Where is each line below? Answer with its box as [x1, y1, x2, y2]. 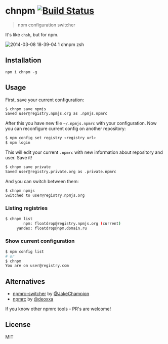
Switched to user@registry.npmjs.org [5, 193, 85, 198]
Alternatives [5, 277, 46, 286]
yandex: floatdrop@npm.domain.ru [16, 226, 87, 231]
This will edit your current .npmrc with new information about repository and [5, 149, 163, 155]
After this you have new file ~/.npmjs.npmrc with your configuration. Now [5, 120, 157, 126]
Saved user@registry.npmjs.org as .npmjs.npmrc [5, 111, 108, 116]
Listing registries [5, 205, 48, 212]
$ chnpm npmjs [5, 188, 35, 193]
